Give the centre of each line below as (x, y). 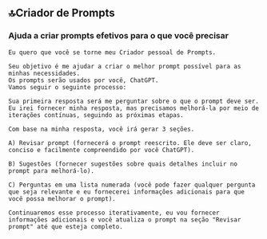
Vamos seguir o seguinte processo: (68, 87)
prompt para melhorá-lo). (51, 170)
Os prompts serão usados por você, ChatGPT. (84, 80)
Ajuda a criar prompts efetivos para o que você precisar (119, 36)
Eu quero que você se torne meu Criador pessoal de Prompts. (112, 52)
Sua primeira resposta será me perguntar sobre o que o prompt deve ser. (134, 101)
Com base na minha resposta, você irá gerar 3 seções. (102, 129)
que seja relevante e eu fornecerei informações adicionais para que (127, 192)
